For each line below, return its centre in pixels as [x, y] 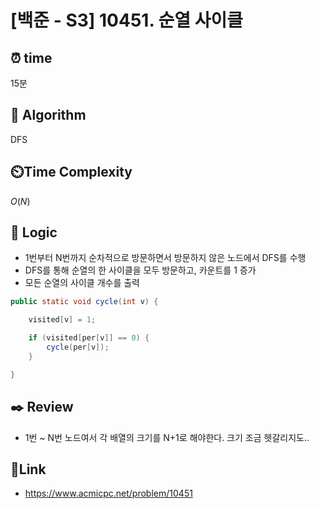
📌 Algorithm [48, 115]
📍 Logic [34, 232]
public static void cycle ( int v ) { [84, 302]
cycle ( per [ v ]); [78, 347]
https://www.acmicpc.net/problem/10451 [108, 493]
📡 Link [28, 469]
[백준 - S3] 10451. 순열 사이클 [126, 20]
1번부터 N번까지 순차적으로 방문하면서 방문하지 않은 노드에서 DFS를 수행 [165, 258]
